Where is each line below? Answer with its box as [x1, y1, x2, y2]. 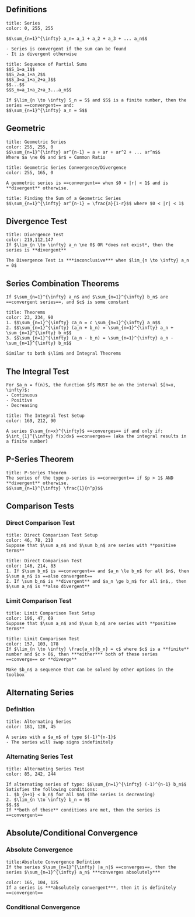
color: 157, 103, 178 [6, 641, 59, 647]
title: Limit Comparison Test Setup [6, 610, 95, 616]
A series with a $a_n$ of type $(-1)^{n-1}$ [6, 734, 116, 740]
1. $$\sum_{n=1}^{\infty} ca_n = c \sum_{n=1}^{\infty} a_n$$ [6, 320, 161, 326]
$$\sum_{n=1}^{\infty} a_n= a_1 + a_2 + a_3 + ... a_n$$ [6, 35, 148, 42]
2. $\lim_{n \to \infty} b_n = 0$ [6, 797, 90, 803]
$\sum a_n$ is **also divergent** [6, 583, 90, 589]
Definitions [6, 5, 47, 15]
